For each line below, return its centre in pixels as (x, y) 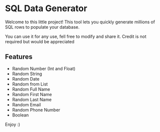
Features (19, 57)
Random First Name (32, 94)
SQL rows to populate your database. (42, 27)
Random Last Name (32, 99)
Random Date (26, 79)
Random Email (27, 104)
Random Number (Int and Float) (44, 68)
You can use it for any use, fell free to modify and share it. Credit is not (76, 36)
